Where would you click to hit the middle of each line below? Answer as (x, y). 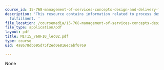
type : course (18, 41)
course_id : (16, 9)
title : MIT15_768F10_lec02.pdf (37, 37)
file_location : (20, 23)
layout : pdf (17, 32)
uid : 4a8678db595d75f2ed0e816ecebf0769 (46, 45)
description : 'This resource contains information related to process (78, 14)
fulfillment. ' (25, 18)
